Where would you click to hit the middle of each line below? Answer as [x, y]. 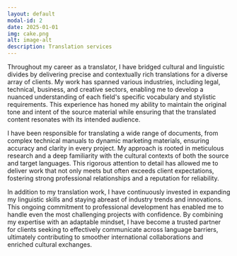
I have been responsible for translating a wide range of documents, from [113, 133]
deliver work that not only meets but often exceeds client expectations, [111, 171]
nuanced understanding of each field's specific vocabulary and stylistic [112, 97]
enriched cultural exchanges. [50, 244]
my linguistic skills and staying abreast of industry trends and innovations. [115, 199]
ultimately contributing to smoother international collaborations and [105, 237]
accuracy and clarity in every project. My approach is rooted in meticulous [116, 148]
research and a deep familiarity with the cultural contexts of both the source [118, 156]
